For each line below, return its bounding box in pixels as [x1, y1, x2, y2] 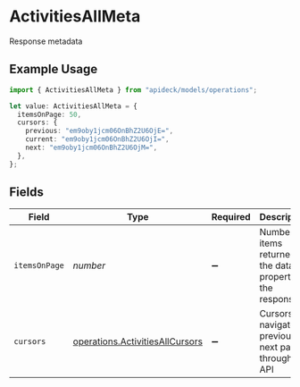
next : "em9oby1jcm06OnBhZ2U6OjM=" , [25, 143, 158, 152]
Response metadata [9, 36, 83, 46]
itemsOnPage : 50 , [17, 110, 82, 119]
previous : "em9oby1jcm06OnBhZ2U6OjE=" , [25, 127, 174, 136]
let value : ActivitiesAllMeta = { [9, 101, 138, 111]
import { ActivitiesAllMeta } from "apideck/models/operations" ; [9, 85, 257, 95]
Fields [9, 185, 45, 200]
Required [211, 211, 252, 223]
